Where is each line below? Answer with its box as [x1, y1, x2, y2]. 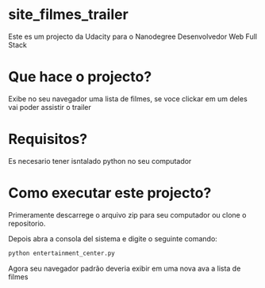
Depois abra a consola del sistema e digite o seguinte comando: [8, 233, 218, 243]
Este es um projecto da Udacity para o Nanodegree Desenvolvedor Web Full [8, 32, 258, 41]
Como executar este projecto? [8, 184, 212, 202]
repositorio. [8, 218, 46, 228]
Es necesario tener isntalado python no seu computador [8, 156, 192, 165]
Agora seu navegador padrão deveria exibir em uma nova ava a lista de [8, 263, 241, 273]
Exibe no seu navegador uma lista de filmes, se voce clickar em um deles [8, 93, 248, 104]
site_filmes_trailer [8, 6, 129, 24]
